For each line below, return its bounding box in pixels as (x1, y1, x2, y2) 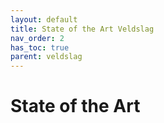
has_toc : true (10, 42, 70, 53)
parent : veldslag (10, 52, 83, 62)
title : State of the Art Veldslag (10, 24, 155, 34)
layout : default (10, 14, 78, 25)
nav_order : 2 (10, 33, 65, 43)
